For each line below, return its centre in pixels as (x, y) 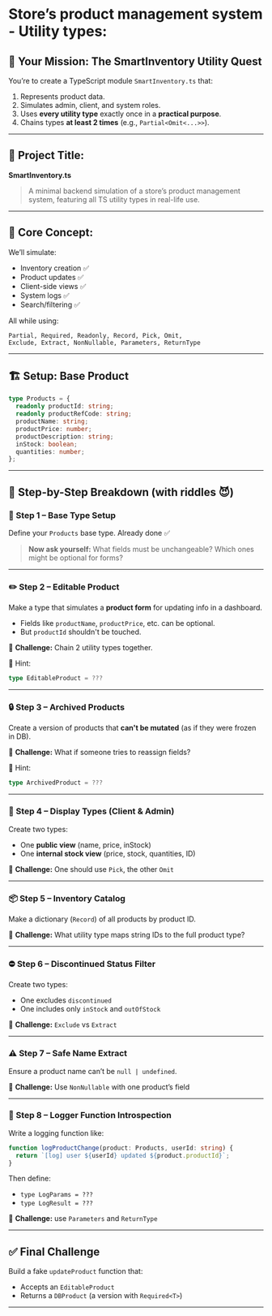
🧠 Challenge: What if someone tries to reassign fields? (100, 753)
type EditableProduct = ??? (56, 679)
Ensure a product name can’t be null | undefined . (93, 1071)
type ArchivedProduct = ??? (56, 783)
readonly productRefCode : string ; (74, 414)
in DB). (20, 736)
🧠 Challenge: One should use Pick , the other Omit (91, 869)
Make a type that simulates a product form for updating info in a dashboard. (136, 608)
